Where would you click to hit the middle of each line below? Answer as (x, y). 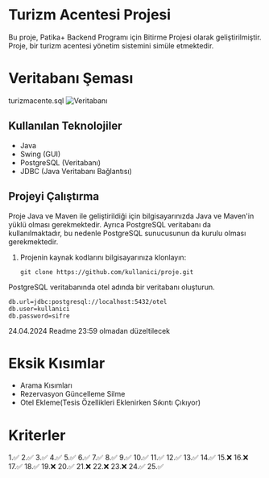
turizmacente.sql (36, 100)
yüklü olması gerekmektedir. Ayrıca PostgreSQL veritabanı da (110, 224)
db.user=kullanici (39, 309)
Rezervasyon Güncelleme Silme (72, 394)
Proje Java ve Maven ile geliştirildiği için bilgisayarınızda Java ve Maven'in (131, 216)
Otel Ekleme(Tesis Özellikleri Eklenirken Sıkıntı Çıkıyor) (110, 403)
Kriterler (37, 435)
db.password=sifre (39, 316)
